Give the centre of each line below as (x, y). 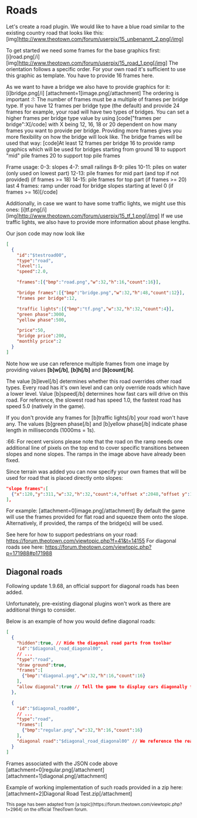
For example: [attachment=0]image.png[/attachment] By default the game (96, 511)
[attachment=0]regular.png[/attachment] (55, 769)
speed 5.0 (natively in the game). (46, 406)
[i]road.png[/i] (23, 56)
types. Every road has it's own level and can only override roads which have (98, 387)
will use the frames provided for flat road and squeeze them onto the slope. (97, 517)
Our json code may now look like (45, 233)
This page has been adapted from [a (43, 804)
